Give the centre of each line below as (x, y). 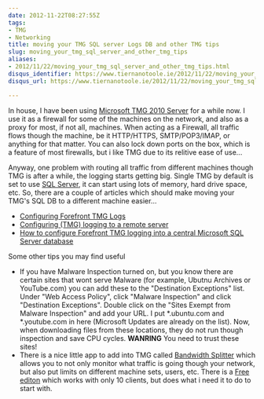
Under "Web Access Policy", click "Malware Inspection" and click (125, 296)
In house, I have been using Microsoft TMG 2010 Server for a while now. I (127, 110)
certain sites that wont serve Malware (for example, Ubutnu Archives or (135, 280)
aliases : (22, 60)
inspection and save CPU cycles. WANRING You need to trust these (129, 338)
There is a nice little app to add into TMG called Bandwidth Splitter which (137, 355)
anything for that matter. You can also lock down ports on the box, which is (129, 144)
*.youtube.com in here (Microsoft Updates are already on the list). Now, (134, 321)
